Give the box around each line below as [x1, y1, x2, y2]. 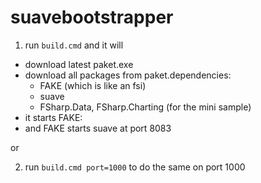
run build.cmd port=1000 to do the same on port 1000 [24, 161, 246, 173]
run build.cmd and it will [24, 39, 124, 51]
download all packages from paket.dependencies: [24, 69, 232, 81]
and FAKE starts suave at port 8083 [24, 122, 172, 134]
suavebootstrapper [10, 6, 174, 29]
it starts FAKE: [24, 111, 83, 123]
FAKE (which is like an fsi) [39, 79, 147, 91]
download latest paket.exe [24, 58, 134, 70]
